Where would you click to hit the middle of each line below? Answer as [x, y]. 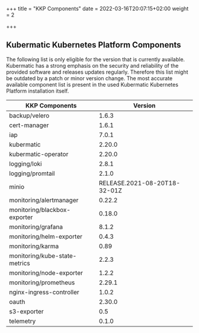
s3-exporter [26, 311]
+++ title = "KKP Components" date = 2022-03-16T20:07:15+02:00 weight [97, 9]
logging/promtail [32, 173]
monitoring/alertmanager [44, 200]
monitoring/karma [34, 246]
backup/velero [29, 115]
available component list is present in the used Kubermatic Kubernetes [92, 84]
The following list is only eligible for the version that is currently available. [96, 59]
